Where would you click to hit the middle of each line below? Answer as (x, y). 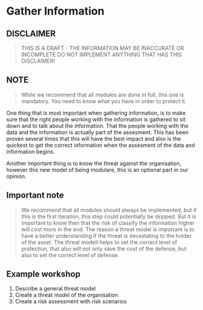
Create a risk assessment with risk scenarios (71, 302)
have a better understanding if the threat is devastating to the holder (106, 235)
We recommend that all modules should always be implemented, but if (109, 210)
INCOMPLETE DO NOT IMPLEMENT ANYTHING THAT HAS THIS (101, 55)
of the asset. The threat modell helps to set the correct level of (99, 242)
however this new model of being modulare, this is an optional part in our (97, 170)
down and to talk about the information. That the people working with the (98, 126)
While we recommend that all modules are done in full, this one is (102, 95)
